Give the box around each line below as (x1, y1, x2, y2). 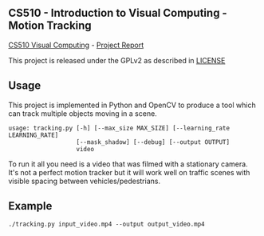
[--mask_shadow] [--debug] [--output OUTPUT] (76, 138, 230, 146)
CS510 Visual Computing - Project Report (8, 40, 144, 50)
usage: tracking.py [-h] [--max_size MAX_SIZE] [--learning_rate (8, 124, 230, 132)
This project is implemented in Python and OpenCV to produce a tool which (8, 100, 257, 110)
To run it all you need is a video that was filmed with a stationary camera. (8, 159, 249, 169)
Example (8, 199, 53, 213)
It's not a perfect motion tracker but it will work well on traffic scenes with (8, 167, 250, 177)
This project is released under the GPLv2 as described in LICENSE (8, 55, 226, 65)
